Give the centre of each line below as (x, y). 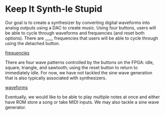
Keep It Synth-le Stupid (54, 9)
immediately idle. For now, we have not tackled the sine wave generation (79, 72)
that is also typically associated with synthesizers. (56, 78)
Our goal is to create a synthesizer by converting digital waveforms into (78, 23)
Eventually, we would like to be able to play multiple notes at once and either (82, 97)
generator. (16, 107)
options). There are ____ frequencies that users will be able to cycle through (82, 38)
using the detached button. (33, 43)
